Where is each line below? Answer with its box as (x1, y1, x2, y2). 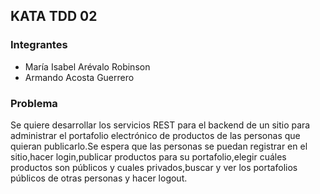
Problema (10, 96, 58, 110)
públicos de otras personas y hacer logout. (10, 172, 188, 184)
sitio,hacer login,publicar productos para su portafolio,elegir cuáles (10, 150, 287, 163)
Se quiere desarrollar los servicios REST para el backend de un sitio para (10, 119, 311, 131)
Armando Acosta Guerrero (24, 71, 135, 83)
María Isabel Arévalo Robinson (24, 60, 151, 73)
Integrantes (10, 38, 68, 52)
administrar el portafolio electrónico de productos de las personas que (10, 129, 301, 141)
